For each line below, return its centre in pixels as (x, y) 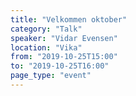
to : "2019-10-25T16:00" (60, 66)
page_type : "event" (51, 76)
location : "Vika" (46, 47)
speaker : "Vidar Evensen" (64, 38)
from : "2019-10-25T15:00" (64, 57)
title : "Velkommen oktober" (69, 19)
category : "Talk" (46, 29)
